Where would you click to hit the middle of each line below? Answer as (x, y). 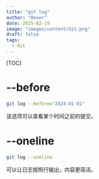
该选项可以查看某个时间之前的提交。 (51, 116)
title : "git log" (28, 12)
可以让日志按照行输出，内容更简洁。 (51, 169)
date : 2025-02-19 (28, 23)
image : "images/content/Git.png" (48, 29)
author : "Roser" (27, 18)
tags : (13, 40)
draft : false (23, 35)
